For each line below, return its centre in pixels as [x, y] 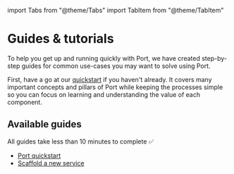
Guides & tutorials [61, 39]
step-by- [215, 58]
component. [25, 102]
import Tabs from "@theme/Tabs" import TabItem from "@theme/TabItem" [116, 10]
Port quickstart [39, 156]
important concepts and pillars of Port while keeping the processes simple [115, 87]
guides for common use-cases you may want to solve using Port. [116, 66]
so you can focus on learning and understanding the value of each [104, 94]
